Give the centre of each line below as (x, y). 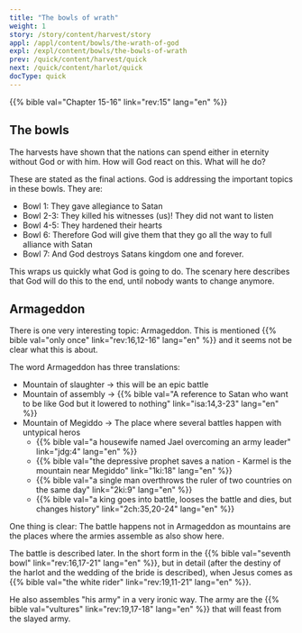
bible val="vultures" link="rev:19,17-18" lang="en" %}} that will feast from (146, 610)
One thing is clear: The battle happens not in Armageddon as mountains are (150, 527)
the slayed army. (40, 619)
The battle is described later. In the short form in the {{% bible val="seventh (150, 554)
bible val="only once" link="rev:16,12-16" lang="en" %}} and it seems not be (151, 340)
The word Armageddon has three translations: (95, 367)
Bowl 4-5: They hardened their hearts (92, 225)
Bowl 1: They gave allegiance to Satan (92, 206)
